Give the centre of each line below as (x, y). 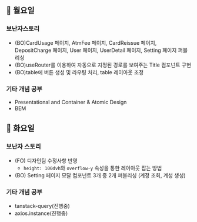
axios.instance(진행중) (41, 213)
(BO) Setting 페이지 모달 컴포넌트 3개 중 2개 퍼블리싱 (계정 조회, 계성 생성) (100, 175)
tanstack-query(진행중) (42, 206)
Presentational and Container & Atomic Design (71, 102)
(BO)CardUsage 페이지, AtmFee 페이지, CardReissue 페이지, (86, 42)
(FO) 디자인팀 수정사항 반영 (46, 160)
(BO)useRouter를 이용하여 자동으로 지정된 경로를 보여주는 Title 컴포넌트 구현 (103, 65)
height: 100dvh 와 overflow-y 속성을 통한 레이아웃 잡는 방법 (93, 168)
